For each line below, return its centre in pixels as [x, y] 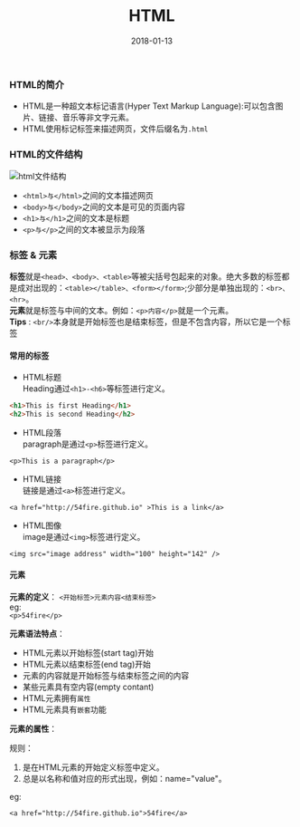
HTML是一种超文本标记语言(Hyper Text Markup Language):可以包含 [149, 106]
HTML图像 [42, 525]
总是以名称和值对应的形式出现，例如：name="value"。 [124, 779]
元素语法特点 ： [37, 634]
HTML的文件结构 [46, 155]
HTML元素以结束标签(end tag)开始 [87, 664]
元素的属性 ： [33, 729]
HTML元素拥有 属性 [56, 698]
